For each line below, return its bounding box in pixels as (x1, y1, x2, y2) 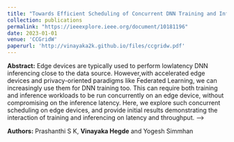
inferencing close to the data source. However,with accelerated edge (7, 69, 205, 77)
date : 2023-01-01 (7, 29, 58, 37)
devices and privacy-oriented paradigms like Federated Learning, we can (7, 77, 217, 84)
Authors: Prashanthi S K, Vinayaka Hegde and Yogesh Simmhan (7, 127, 194, 135)
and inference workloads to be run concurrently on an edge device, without (7, 91, 224, 100)
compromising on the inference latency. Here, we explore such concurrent (7, 99, 221, 106)
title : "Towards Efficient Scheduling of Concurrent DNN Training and (7, 10, 217, 17)
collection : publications (7, 17, 82, 24)
